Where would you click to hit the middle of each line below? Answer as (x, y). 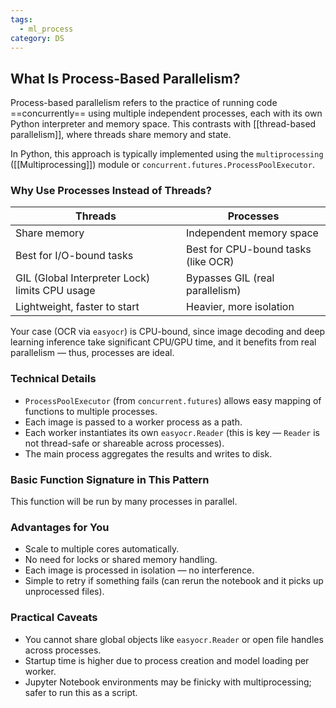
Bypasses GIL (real (230, 278)
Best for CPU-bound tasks (249, 249)
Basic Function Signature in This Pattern (110, 479)
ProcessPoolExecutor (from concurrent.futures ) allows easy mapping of (173, 400)
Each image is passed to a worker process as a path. (133, 422)
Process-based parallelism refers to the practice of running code (144, 103)
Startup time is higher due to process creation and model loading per (167, 660)
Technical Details (53, 379)
